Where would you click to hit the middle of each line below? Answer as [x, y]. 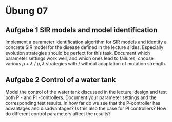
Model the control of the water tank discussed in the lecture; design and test [86, 92]
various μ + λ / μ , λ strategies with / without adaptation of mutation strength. [86, 64]
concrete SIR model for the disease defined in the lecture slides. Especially [84, 47]
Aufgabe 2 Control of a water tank [61, 80]
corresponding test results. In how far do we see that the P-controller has [83, 103]
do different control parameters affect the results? [58, 114]
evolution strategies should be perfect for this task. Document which [78, 53]
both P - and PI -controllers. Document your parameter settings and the [81, 97]
